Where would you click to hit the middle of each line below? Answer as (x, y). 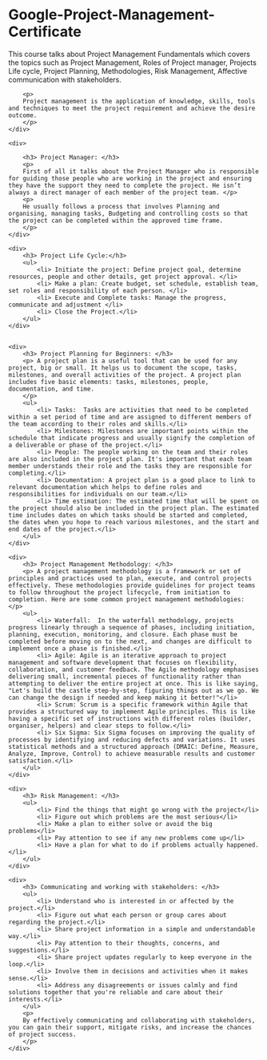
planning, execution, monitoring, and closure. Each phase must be (123, 634)
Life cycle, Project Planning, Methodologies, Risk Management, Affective (128, 71)
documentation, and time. (51, 389)
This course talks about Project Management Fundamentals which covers (129, 54)
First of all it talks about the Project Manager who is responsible (141, 171)
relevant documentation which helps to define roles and (105, 487)
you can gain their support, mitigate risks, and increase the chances (130, 1027)
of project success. (43, 1034)
